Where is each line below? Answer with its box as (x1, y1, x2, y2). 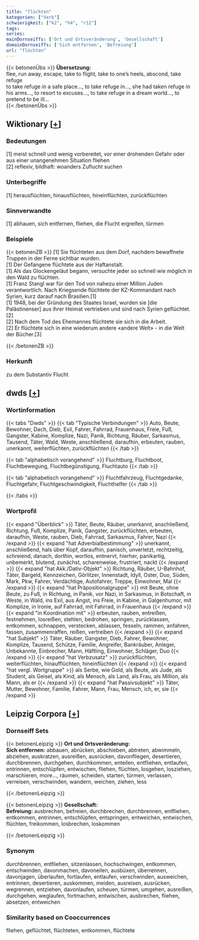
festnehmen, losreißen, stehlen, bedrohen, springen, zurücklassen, (6, 615, 170, 623)
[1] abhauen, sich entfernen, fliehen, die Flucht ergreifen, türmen (6, 220, 165, 227)
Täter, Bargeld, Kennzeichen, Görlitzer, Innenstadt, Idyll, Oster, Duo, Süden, (6, 571, 190, 578)
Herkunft (6, 357, 33, 365)
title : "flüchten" (6, 8, 52, 15)
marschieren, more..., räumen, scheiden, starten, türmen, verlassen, (6, 772, 173, 779)
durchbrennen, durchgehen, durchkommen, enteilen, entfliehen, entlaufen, (6, 759, 189, 767)
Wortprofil (6, 507, 37, 516)
